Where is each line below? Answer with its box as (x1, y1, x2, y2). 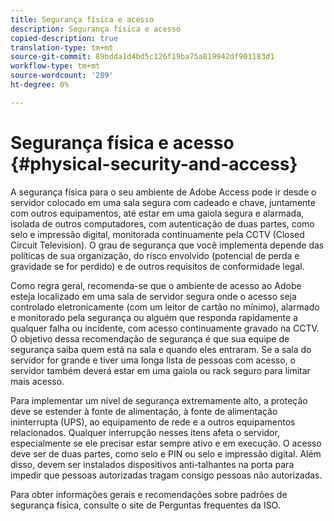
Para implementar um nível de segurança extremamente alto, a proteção (10, 394, 308, 406)
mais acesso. (10, 375, 65, 387)
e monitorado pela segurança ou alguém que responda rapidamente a (10, 311, 298, 323)
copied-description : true (10, 33, 118, 43)
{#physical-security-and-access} (10, 152, 298, 175)
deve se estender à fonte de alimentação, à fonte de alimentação (10, 405, 278, 417)
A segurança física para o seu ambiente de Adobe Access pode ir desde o (10, 186, 317, 198)
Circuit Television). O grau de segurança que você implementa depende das (10, 239, 325, 251)
